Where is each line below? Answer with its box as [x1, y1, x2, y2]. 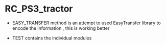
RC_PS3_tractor [5, 3, 73, 15]
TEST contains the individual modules [12, 35, 92, 41]
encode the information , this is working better [12, 25, 110, 31]
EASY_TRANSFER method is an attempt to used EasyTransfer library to [12, 20, 161, 26]
